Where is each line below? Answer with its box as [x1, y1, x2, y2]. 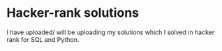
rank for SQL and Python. [6, 35, 80, 43]
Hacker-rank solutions [6, 5, 139, 21]
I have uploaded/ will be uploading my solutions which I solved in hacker [6, 28, 215, 36]
